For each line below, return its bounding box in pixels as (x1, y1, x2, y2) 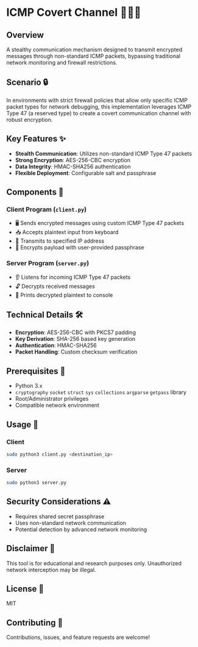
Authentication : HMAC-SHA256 (15, 341, 97, 349)
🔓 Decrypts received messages (15, 282, 96, 290)
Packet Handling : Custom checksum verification (15, 348, 138, 356)
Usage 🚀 (6, 419, 38, 429)
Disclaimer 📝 (6, 543, 55, 554)
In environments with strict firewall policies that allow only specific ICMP (6, 96, 188, 104)
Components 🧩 (6, 187, 64, 198)
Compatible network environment (15, 402, 99, 409)
